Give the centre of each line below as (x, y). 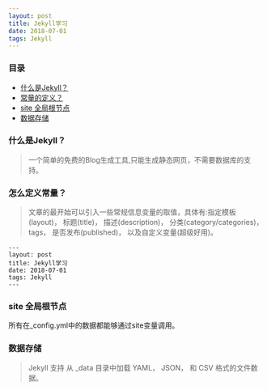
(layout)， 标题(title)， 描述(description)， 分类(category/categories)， (146, 223)
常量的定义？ (41, 97)
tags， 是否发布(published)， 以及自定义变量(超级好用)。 (123, 232)
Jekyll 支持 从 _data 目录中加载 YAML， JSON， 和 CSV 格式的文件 (139, 367)
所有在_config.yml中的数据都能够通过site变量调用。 (94, 325)
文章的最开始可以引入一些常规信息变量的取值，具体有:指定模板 (132, 212)
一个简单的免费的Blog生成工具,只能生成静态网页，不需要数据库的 (136, 159)
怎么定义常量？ (38, 193)
